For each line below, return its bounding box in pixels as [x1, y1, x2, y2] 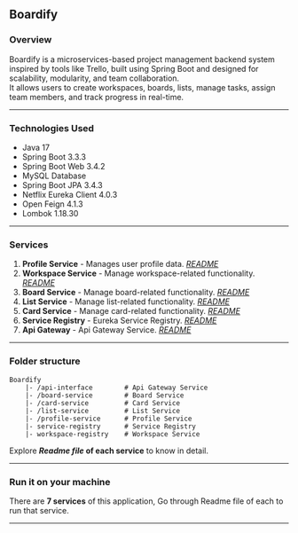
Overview [9, 34, 52, 46]
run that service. [9, 505, 69, 515]
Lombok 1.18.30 [21, 208, 79, 218]
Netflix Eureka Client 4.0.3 [21, 189, 118, 200]
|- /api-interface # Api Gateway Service [25, 383, 208, 392]
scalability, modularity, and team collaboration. [9, 73, 180, 83]
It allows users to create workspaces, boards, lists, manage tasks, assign [9, 82, 276, 92]
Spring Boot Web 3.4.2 [21, 161, 106, 171]
